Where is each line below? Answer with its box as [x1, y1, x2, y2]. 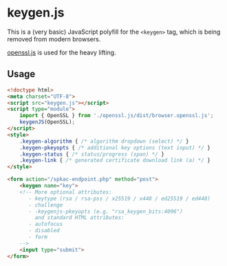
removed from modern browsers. [7, 34, 101, 43]
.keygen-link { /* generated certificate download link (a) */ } [19, 157, 211, 164]
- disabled [28, 227, 60, 234]
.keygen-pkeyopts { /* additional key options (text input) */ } [19, 144, 211, 151]
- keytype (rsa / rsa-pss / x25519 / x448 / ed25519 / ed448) [28, 195, 211, 202]
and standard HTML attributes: [34, 214, 125, 221]
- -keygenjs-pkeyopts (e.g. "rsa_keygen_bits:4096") [28, 208, 184, 215]
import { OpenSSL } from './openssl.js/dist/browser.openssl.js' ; [19, 112, 214, 119]
